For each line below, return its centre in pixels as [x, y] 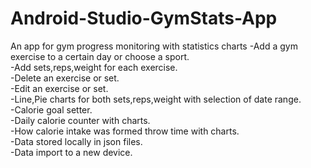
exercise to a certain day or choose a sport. [100, 56]
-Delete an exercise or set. [65, 78]
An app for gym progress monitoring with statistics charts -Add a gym [154, 46]
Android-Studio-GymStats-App [144, 18]
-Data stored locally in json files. [76, 141]
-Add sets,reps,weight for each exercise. [94, 67]
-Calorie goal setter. [51, 109]
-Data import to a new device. [71, 152]
